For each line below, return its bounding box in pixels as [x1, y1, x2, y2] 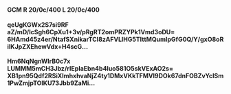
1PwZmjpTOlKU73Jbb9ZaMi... [7, 79, 96, 87]
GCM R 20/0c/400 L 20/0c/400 [7, 5, 100, 14]
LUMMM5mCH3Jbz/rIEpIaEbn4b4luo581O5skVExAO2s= [7, 64, 174, 73]
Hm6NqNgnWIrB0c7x [7, 57, 71, 65]
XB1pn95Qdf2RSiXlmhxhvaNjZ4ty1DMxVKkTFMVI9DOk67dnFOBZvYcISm [7, 72, 224, 80]
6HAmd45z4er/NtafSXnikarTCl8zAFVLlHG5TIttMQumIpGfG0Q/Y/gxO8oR [7, 35, 224, 44]
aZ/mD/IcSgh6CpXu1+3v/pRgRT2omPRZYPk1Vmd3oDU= [7, 28, 175, 36]
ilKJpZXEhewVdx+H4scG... [7, 43, 88, 51]
